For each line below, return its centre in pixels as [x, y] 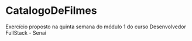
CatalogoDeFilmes [51, 11]
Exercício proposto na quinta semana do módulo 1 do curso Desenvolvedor [96, 27]
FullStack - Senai [26, 32]
